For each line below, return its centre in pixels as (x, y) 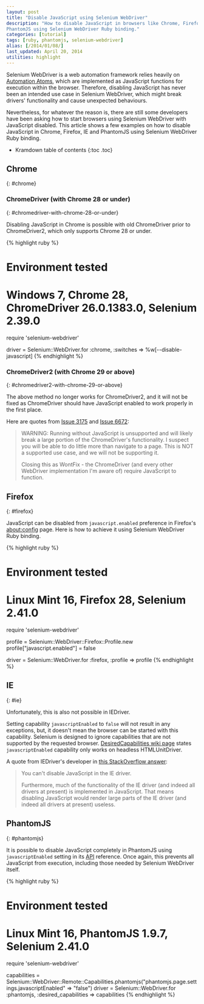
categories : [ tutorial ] (36, 35)
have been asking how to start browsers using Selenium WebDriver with (96, 119)
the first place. (24, 410)
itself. (13, 869)
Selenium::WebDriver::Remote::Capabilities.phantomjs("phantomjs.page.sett (102, 981)
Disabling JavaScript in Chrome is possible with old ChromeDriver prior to (98, 224)
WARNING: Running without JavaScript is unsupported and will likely (107, 433)
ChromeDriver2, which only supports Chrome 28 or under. (79, 231)
